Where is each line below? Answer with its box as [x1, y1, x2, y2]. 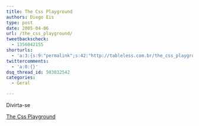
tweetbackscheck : [6, 36, 49, 42]
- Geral [11, 80, 31, 86]
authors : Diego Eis [6, 14, 54, 20]
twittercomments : [6, 58, 49, 64]
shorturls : [6, 47, 33, 53]
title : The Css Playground [6, 8, 73, 15]
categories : [6, 75, 36, 80]
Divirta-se [6, 102, 31, 108]
